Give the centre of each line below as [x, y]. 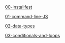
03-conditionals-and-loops [32, 35]
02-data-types [20, 26]
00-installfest [19, 7]
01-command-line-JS [27, 16]
